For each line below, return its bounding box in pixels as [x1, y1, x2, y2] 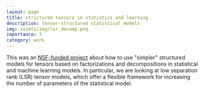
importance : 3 [6, 32, 43, 38]
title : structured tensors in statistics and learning [6, 15, 149, 21]
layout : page [6, 9, 40, 15]
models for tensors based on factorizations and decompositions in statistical [6, 60, 198, 67]
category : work [6, 37, 45, 43]
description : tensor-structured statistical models [6, 20, 140, 26]
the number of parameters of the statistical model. [6, 80, 133, 87]
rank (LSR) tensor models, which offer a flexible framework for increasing [6, 74, 191, 80]
